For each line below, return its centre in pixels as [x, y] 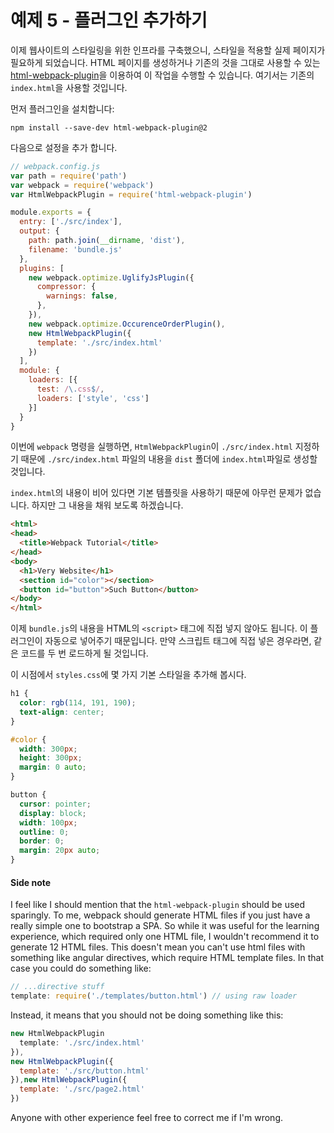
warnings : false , [82, 296]
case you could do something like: [81, 968]
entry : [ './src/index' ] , [71, 222]
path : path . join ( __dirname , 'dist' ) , [107, 241]
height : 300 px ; [51, 758]
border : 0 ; [42, 841]
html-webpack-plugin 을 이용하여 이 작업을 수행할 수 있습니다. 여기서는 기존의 [162, 75]
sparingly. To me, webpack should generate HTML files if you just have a [160, 915]
